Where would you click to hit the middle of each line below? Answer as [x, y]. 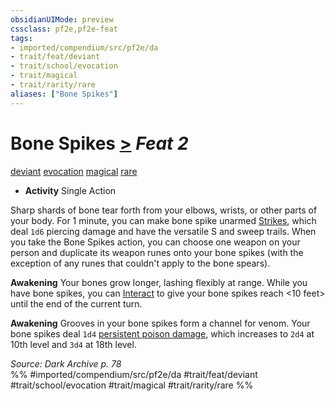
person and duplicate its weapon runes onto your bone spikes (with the [157, 252]
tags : [21, 38]
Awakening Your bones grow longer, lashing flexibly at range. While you [159, 282]
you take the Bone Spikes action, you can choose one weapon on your [155, 242]
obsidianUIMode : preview [62, 19]
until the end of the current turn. [76, 303]
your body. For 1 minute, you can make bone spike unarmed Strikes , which [163, 220]
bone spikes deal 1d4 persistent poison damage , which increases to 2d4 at [162, 333]
